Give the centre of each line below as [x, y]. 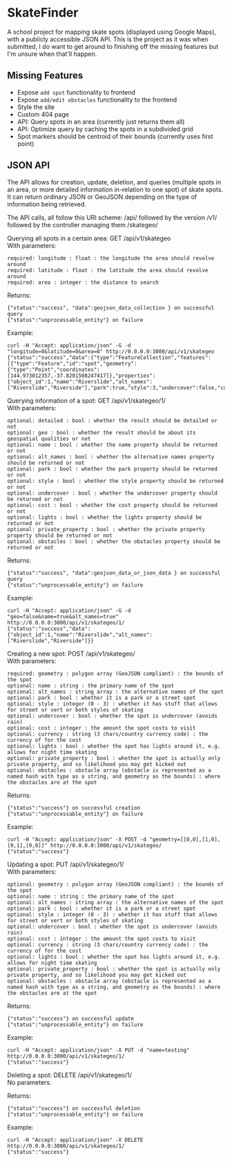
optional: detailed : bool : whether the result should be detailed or [112, 420]
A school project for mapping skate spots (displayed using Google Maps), [112, 32]
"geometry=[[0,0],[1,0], [185, 839]
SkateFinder [43, 13]
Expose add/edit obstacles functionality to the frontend [97, 99]
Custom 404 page [43, 114]
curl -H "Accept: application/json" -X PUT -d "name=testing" [98, 1050]
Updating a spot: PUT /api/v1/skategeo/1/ [66, 864]
